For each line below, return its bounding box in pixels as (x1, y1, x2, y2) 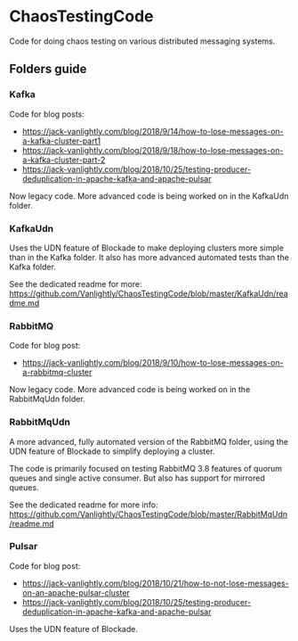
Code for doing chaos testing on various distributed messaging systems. (9, 36, 276, 46)
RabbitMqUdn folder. (9, 394, 86, 405)
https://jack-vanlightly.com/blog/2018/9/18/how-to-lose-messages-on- (21, 144, 284, 155)
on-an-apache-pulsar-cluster (21, 587, 131, 598)
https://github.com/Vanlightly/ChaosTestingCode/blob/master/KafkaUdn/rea (9, 288, 289, 299)
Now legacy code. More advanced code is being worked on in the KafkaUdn (9, 190, 289, 201)
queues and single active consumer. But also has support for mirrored (9, 473, 265, 483)
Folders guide (9, 62, 87, 77)
